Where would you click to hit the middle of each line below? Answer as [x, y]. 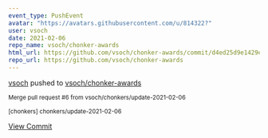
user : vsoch [28, 30]
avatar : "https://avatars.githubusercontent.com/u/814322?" [110, 23]
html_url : [25, 53]
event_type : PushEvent [46, 16]
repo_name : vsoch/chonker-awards [64, 45]
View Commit [30, 126]
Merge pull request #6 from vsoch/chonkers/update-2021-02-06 [97, 97]
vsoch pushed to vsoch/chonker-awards [75, 83]
